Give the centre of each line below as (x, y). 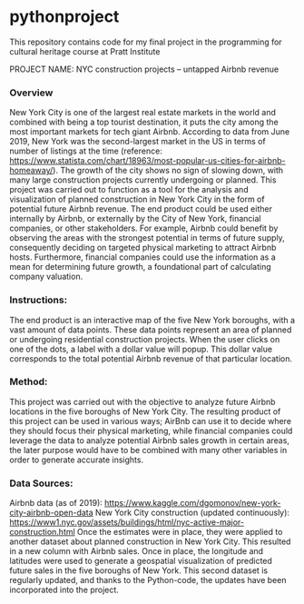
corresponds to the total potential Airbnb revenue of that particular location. (151, 358)
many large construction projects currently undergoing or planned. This (143, 180)
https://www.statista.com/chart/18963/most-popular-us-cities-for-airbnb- (147, 161)
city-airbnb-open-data (51, 513)
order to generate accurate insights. (76, 460)
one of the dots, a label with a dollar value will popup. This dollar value (141, 349)
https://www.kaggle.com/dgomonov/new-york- (192, 503)
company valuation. (46, 277)
